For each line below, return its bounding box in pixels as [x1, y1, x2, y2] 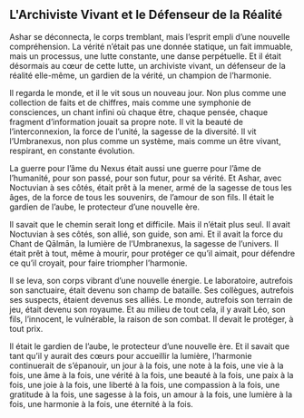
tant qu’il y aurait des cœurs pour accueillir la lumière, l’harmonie [9, 350, 252, 361]
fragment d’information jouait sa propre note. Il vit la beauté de [9, 116, 243, 127]
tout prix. [9, 323, 44, 334]
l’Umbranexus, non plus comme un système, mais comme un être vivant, [9, 135, 281, 146]
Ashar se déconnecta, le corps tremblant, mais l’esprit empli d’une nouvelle [9, 31, 290, 42]
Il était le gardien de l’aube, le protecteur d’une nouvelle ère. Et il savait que [9, 340, 290, 352]
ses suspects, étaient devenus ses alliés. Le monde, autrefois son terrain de [9, 294, 293, 305]
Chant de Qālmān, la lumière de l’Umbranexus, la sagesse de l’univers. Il [9, 238, 279, 248]
